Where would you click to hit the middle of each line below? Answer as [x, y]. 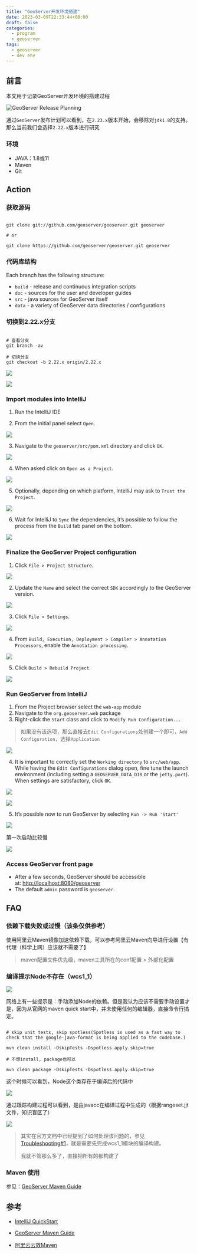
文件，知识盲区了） [29, 1112]
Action [19, 190]
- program [23, 34]
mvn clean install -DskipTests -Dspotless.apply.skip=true [80, 1048]
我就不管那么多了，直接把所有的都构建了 [70, 1156]
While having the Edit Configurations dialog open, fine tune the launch [101, 768]
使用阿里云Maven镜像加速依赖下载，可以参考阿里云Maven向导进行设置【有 [97, 940]
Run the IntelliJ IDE [37, 412]
